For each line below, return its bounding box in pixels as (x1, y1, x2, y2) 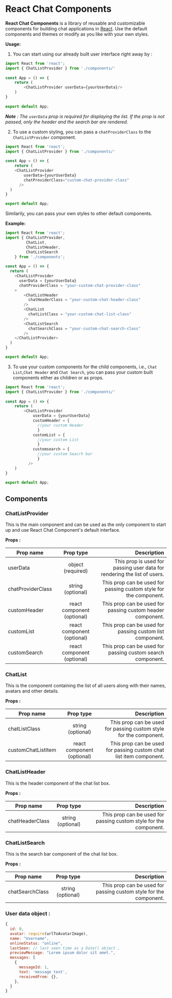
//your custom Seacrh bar (37, 451, 93, 457)
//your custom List (37, 437, 79, 442)
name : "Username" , (10, 936, 50, 941)
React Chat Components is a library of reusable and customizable (5, 20, 145, 26)
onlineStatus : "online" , (10, 940, 63, 946)
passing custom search (108, 649, 164, 656)
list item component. (115, 753, 164, 760)
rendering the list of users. (100, 571, 164, 577)
